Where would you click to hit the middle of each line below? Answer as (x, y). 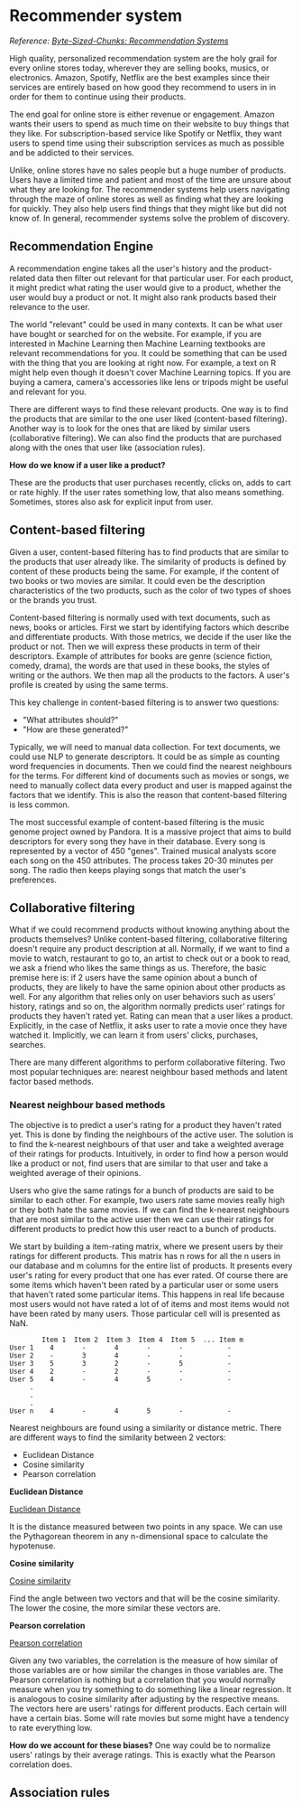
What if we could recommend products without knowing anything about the (150, 930)
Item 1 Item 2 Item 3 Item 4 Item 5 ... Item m (143, 1340)
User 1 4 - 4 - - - (120, 1348)
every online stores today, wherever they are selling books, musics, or (139, 68)
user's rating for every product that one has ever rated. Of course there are (149, 1275)
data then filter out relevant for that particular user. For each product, (165, 277)
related (23, 277)
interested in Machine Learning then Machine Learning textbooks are (137, 343)
